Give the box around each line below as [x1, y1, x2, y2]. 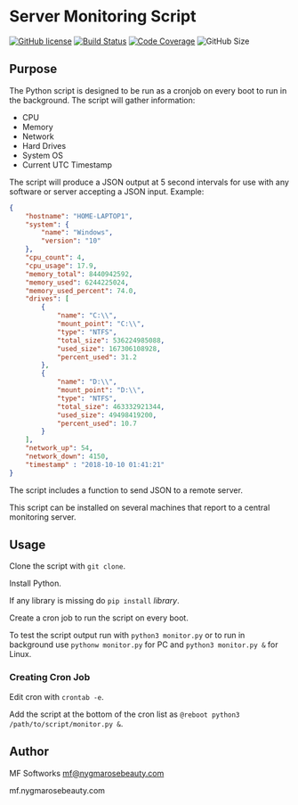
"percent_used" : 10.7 [56, 419, 138, 428]
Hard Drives [21, 140, 67, 151]
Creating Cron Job [9, 671, 91, 684]
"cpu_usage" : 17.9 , [25, 261, 98, 270]
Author [9, 744, 49, 760]
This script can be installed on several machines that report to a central [9, 502, 270, 513]
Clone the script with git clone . [9, 561, 126, 571]
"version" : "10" [41, 236, 101, 246]
